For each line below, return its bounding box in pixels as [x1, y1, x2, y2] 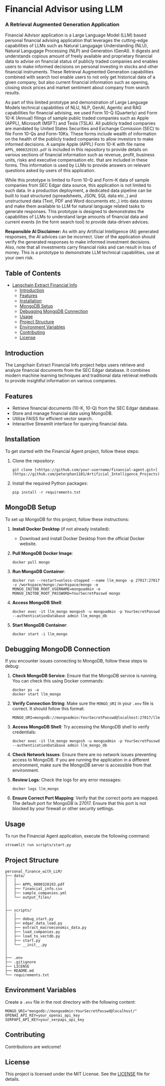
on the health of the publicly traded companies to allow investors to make [5, 136, 154, 142]
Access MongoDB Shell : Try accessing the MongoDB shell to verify [12, 724, 150, 730]
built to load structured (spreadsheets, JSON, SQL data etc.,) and [5, 193, 137, 199]
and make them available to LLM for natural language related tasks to [5, 203, 145, 209]
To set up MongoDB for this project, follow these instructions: [5, 516, 129, 522]
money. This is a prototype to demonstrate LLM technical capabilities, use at [5, 250, 160, 255]
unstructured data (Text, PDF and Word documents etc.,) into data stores [5, 198, 153, 204]
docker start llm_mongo [12, 692, 61, 697]
